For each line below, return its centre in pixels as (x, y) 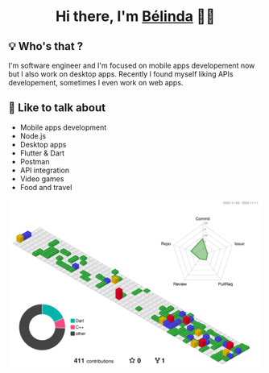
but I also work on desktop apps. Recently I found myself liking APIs (121, 74)
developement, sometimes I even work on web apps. (96, 83)
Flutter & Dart (42, 153)
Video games (42, 178)
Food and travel (46, 187)
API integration (45, 170)
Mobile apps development (63, 127)
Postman (35, 161)
